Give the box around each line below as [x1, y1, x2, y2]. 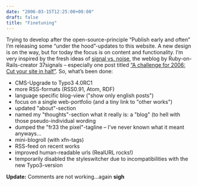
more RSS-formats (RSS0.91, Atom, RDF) [14, 86, 115, 93]
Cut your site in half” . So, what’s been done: [6, 68, 113, 75]
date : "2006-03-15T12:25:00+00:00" [6, 8, 95, 15]
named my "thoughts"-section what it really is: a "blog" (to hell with [14, 111, 180, 118]
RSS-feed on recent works [14, 142, 80, 150]
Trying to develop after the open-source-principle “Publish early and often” [6, 36, 190, 44]
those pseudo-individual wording [14, 117, 96, 125]
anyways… [14, 130, 42, 137]
